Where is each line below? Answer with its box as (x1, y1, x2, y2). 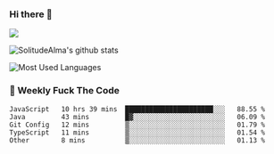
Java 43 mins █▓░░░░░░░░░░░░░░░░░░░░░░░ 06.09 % (9, 112, 266, 121)
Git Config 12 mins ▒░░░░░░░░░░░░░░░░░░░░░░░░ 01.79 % (9, 120, 266, 129)
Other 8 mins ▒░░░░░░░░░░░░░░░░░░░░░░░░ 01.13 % (9, 135, 266, 145)
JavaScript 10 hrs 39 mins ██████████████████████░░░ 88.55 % (9, 104, 266, 114)
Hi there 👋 (9, 8, 54, 20)
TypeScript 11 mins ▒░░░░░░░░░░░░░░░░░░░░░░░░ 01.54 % (9, 128, 266, 137)
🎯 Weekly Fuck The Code (9, 85, 120, 97)
